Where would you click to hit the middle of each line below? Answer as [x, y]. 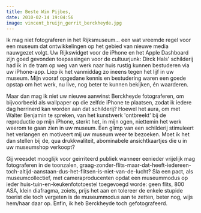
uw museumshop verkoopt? [40, 147]
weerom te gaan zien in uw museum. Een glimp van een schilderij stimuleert [100, 128]
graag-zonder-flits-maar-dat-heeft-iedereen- [135, 165]
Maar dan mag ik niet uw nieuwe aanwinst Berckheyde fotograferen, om [95, 96]
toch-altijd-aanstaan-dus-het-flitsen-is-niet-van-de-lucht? [79, 172]
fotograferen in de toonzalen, [42, 165]
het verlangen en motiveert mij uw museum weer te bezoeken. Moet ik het [98, 134]
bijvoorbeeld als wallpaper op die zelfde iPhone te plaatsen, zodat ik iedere [99, 103]
